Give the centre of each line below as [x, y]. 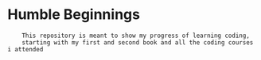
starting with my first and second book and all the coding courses [138, 42]
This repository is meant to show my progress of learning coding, [136, 36]
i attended [25, 49]
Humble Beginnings [74, 15]
